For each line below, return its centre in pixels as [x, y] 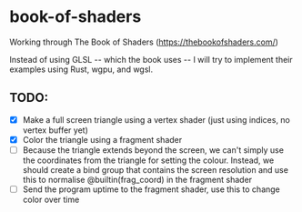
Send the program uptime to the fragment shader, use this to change [151, 189]
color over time [51, 199]
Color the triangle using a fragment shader [102, 139]
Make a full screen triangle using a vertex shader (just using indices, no [156, 119]
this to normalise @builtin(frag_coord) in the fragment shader [137, 179]
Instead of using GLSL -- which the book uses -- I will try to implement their [151, 59]
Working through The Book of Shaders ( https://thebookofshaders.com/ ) [144, 42]
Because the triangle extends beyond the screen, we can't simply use [153, 150]
